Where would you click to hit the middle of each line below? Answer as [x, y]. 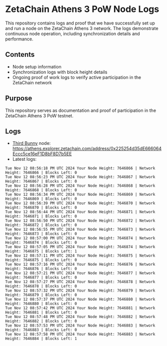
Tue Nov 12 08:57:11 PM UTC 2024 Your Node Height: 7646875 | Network [80, 256]
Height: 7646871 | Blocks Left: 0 [41, 216]
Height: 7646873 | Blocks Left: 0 [41, 234]
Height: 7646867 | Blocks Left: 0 [41, 181]
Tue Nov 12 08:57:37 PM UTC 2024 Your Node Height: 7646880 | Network [80, 300]
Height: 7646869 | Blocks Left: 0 [41, 199]
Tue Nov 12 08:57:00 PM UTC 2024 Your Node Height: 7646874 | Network [80, 238]
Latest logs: [24, 159]
